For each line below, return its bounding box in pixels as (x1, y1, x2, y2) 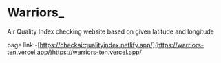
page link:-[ (7, 40, 40, 49)
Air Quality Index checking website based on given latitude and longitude (7, 27, 215, 36)
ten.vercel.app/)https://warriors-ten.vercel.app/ (7, 48, 143, 56)
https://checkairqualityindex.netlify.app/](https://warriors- (39, 40, 204, 49)
